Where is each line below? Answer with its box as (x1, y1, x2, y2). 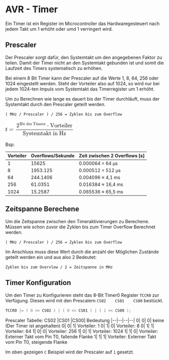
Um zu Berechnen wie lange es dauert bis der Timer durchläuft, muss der (5, 95, 160, 102)
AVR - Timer (5, 4, 58, 15)
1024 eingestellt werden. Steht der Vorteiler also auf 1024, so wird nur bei (5, 80, 160, 86)
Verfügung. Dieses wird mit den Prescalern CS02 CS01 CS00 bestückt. (5, 297, 163, 303)
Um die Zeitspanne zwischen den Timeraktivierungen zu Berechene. (5, 218, 150, 224)
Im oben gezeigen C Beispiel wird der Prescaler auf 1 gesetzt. (5, 349, 134, 355)
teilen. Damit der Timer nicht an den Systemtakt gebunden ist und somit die (5, 60, 164, 66)
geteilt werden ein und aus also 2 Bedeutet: (5, 254, 97, 260)
